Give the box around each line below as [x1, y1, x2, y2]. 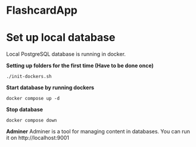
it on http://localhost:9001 [6, 135, 70, 142]
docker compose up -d [6, 96, 60, 102]
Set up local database [6, 31, 116, 45]
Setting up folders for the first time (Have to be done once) [6, 62, 154, 69]
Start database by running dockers [6, 84, 94, 91]
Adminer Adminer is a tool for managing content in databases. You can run [6, 128, 191, 135]
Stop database [6, 106, 43, 113]
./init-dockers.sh [6, 74, 52, 80]
